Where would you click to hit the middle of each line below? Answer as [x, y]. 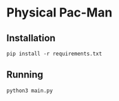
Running [25, 75]
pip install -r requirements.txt [54, 54]
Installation [31, 38]
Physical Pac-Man [60, 13]
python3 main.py [30, 91]
